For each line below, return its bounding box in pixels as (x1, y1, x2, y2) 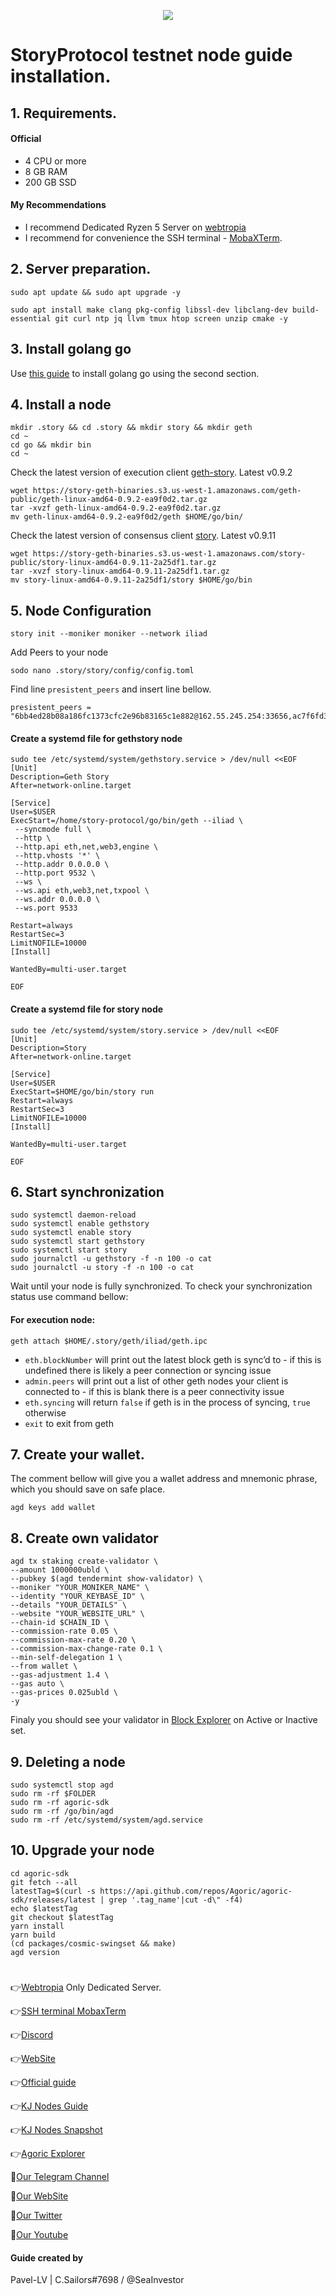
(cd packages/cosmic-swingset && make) (10, 1938, 177, 1949)
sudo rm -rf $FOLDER (10, 1789, 97, 1799)
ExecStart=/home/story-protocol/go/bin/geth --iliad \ (10, 816, 244, 826)
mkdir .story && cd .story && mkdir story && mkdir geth (10, 423, 253, 433)
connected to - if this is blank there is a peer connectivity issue (24, 1385, 285, 1397)
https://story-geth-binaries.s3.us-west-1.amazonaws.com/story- (32, 549, 307, 559)
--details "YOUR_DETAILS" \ (10, 1600, 128, 1610)
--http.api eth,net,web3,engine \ (14, 842, 159, 852)
